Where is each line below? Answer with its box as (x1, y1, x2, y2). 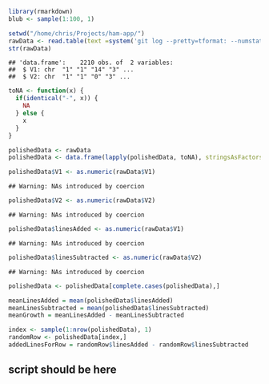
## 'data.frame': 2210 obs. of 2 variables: (8, 59, 174, 67)
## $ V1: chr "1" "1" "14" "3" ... (8, 66, 134, 74)
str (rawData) (8, 44, 52, 52)
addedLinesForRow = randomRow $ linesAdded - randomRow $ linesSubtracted (8, 341, 249, 349)
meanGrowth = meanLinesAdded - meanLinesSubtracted (8, 311, 184, 320)
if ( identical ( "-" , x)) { (15, 95, 98, 103)
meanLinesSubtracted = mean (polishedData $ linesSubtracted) (8, 304, 210, 312)
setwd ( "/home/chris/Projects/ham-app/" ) (8, 29, 146, 38)
